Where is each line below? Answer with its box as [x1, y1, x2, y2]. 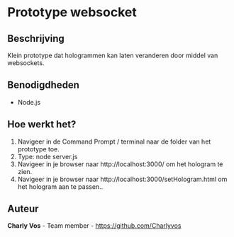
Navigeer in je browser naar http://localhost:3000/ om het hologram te [17, 160, 223, 168]
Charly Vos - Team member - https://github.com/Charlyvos [7, 221, 182, 230]
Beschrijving [7, 33, 65, 45]
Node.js [17, 98, 41, 106]
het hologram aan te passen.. [17, 182, 104, 191]
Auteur [7, 203, 39, 215]
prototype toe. [17, 144, 60, 153]
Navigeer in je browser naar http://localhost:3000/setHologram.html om [17, 175, 228, 183]
